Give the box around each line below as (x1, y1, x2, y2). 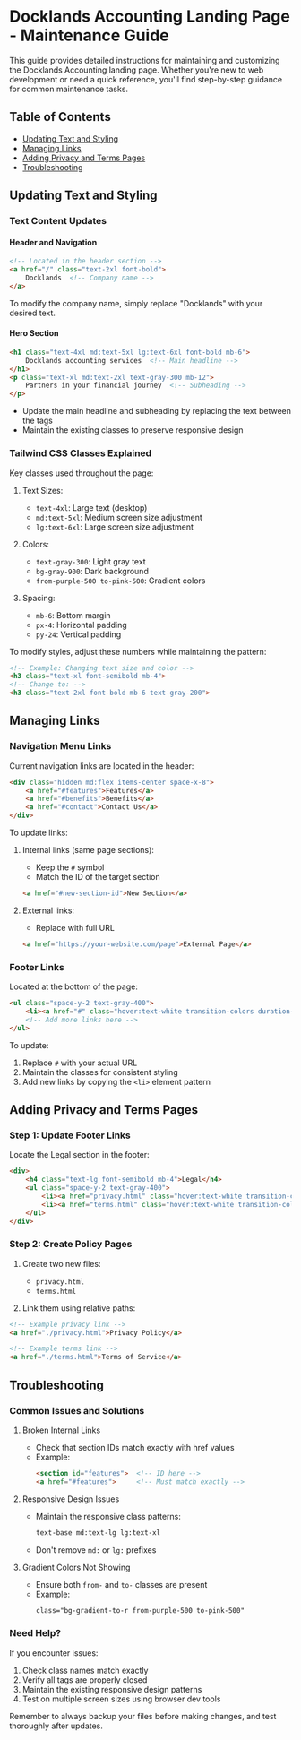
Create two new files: (21, 1258, 101, 1269)
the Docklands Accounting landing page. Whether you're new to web (9, 65, 264, 75)
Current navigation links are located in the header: (9, 760, 194, 771)
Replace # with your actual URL (21, 1057, 138, 1068)
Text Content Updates (9, 215, 107, 228)
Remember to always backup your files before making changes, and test (9, 1710, 277, 1721)
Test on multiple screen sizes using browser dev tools (21, 1693, 221, 1704)
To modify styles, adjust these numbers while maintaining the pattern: (9, 646, 267, 657)
